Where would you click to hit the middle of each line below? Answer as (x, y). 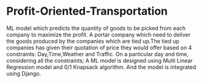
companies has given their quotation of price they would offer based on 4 (99, 48)
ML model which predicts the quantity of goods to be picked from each (96, 28)
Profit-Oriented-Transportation (87, 11)
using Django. (24, 73)
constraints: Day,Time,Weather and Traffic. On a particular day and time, (97, 54)
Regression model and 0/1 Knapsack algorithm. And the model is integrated (101, 67)
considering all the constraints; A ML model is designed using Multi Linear (99, 60)
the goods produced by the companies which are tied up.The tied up (93, 41)
